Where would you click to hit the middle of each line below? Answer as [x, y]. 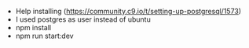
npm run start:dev [44, 36]
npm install [33, 27]
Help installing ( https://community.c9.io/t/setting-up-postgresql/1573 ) [128, 11]
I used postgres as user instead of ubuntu [83, 19]
